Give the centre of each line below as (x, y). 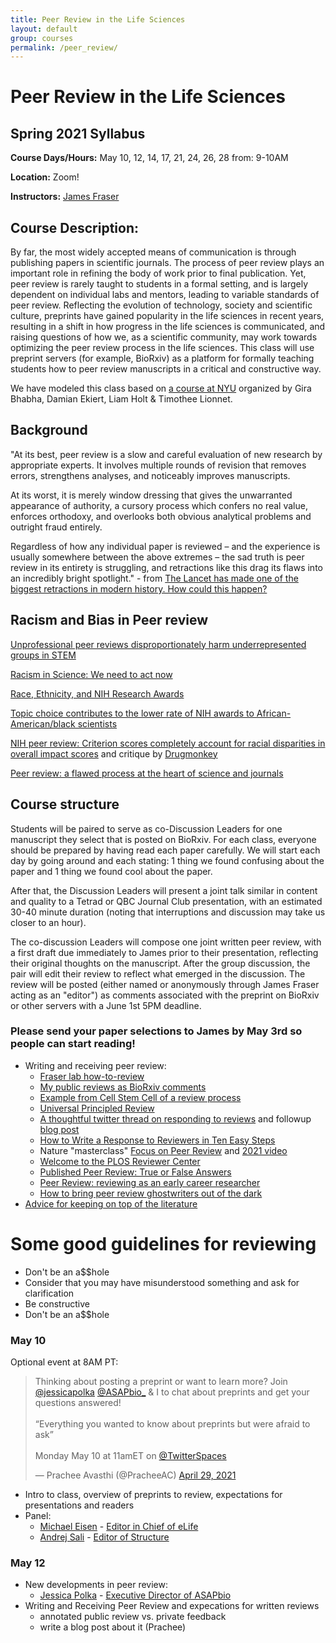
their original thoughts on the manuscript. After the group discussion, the (160, 963)
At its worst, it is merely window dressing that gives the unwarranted (151, 495)
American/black (43, 723)
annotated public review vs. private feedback (133, 1617)
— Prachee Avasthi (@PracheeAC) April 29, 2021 (135, 1475)
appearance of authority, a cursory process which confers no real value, (159, 505)
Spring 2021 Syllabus (78, 133)
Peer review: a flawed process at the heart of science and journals (147, 773)
